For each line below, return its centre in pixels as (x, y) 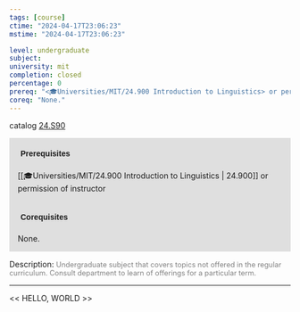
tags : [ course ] (37, 17)
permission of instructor (62, 188)
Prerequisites (46, 153)
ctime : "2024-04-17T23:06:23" (66, 26)
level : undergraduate (50, 50)
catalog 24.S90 (37, 125)
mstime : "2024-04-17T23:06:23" (67, 34)
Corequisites (45, 217)
